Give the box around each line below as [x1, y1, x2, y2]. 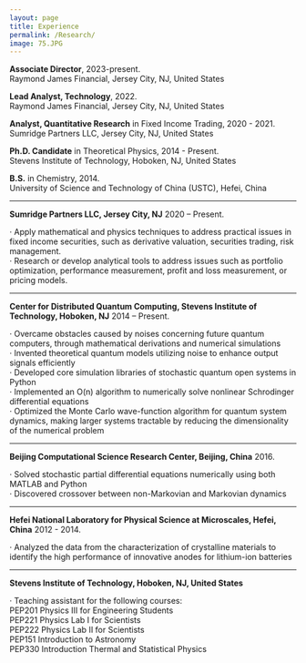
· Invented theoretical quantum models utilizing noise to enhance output [9, 348, 279, 359]
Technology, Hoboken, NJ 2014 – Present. [9, 311, 170, 321]
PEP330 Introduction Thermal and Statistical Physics [9, 644, 208, 655]
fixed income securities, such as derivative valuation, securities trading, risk [9, 236, 294, 247]
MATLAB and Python [9, 479, 88, 490]
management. [9, 246, 62, 257]
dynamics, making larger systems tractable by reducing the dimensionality [9, 415, 289, 426]
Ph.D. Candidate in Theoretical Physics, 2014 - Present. [9, 146, 219, 157]
